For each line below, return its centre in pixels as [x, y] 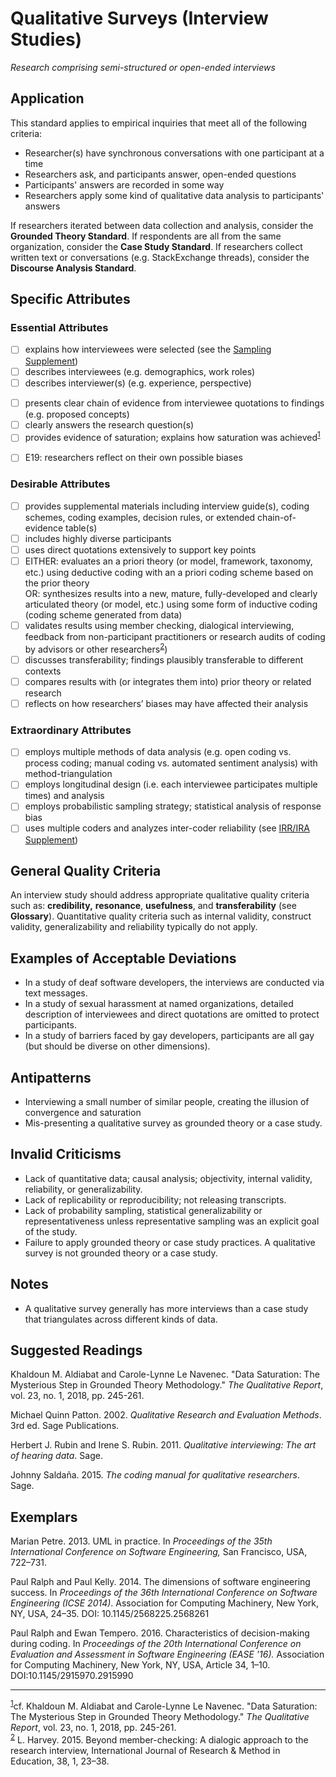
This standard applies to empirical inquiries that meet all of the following [159, 123]
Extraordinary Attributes [71, 730]
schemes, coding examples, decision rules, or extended [140, 517]
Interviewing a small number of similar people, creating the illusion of [167, 1101]
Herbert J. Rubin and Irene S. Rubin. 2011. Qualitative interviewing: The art [163, 1445]
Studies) [46, 39]
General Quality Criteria [86, 870]
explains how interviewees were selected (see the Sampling [148, 349]
